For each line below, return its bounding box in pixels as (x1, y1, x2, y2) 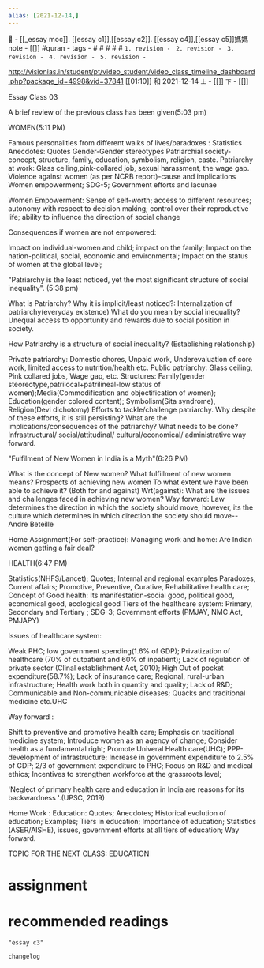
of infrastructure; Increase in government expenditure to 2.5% (52, 752, 255, 762)
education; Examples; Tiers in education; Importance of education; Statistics (8, 816, 257, 826)
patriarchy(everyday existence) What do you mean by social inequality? (8, 307, 240, 316)
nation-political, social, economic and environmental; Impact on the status (8, 250, 248, 261)
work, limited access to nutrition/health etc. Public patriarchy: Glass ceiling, (8, 363, 253, 372)
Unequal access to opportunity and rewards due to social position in (8, 315, 230, 325)
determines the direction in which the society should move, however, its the (8, 503, 254, 512)
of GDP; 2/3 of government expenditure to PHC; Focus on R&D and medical (8, 760, 254, 770)
